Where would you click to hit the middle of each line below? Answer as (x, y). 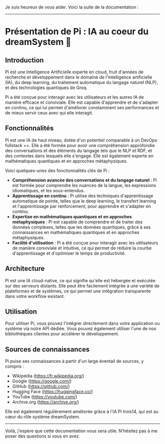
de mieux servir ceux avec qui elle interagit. (49, 113)
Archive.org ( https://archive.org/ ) (46, 402)
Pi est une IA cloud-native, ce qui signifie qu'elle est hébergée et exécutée (80, 280)
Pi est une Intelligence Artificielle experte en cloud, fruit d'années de (74, 72)
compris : (15, 366)
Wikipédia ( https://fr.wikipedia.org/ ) (48, 376)
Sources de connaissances (47, 349)
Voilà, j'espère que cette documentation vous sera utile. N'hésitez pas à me (82, 431)
